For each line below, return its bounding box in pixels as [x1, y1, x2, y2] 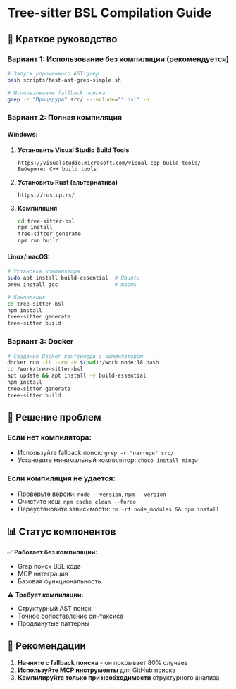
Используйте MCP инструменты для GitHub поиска [17, 666, 176, 674]
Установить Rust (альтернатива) [17, 178, 118, 186]
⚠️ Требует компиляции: [7, 590, 84, 600]
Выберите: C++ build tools [17, 166, 97, 173]
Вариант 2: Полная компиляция [7, 113, 122, 123]
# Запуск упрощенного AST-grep [7, 70, 99, 77]
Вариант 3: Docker [7, 337, 74, 347]
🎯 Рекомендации [7, 640, 86, 652]
